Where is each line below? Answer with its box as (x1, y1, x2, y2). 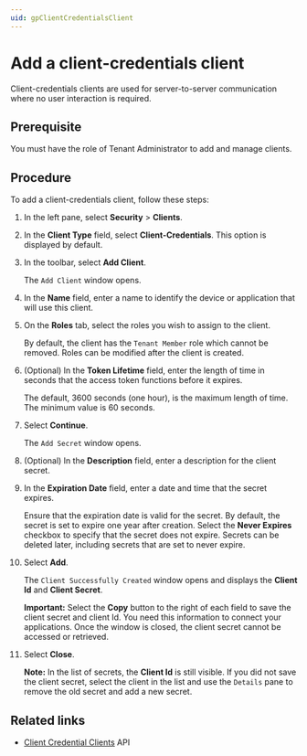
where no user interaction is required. (10, 92, 152, 103)
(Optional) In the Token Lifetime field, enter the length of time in (23, 365, 265, 376)
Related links (10, 712, 86, 728)
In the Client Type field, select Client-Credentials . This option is (23, 229, 267, 240)
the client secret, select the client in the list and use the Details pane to (23, 676, 293, 687)
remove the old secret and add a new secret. (23, 687, 193, 697)
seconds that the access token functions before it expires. (23, 375, 243, 386)
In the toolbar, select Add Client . (23, 257, 147, 268)
